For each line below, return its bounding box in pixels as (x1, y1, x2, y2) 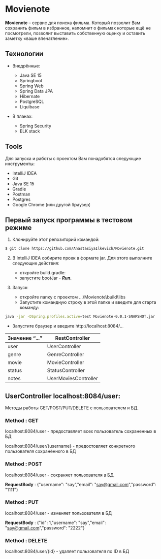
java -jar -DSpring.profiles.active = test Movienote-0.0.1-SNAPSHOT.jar (5, 314, 155, 319)
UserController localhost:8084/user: (5, 392, 121, 400)
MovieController (47, 359, 85, 366)
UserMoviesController (47, 375, 98, 382)
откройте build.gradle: (19, 270, 66, 276)
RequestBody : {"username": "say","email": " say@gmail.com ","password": (5, 481, 157, 487)
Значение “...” (7, 335, 43, 342)
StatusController (47, 367, 85, 374)
